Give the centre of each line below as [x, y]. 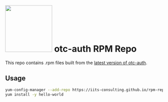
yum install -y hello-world [34, 95]
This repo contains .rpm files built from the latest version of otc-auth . [76, 63]
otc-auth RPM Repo [95, 49]
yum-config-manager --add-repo [38, 90]
